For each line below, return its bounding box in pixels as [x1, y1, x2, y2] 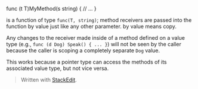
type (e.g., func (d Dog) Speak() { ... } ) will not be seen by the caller [6, 41, 182, 47]
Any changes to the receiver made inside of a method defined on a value [6, 34, 185, 41]
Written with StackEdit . [20, 77, 78, 83]
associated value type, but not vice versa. [6, 65, 109, 72]
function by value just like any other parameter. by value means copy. [6, 23, 177, 30]
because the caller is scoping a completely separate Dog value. [6, 47, 160, 54]
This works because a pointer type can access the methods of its [6, 59, 167, 65]
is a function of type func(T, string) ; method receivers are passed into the [6, 17, 192, 23]
